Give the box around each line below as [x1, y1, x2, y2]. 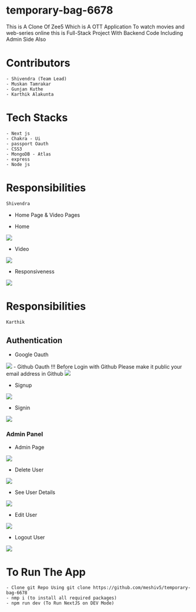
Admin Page [14, 444, 45, 451]
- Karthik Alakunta [6, 91, 54, 97]
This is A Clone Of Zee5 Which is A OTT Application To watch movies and [6, 23, 185, 30]
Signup [14, 382, 32, 389]
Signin [14, 404, 31, 411]
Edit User [14, 511, 37, 518]
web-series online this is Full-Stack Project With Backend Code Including [6, 29, 184, 36]
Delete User [14, 466, 44, 473]
